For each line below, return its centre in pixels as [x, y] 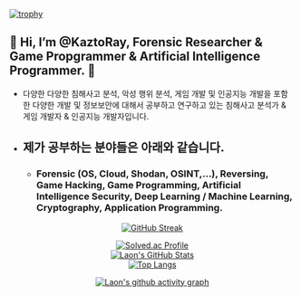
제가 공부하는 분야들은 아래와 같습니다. [123, 148]
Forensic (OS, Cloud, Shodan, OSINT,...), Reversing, [152, 174]
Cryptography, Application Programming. [130, 208]
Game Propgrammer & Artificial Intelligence [135, 57]
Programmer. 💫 [53, 71]
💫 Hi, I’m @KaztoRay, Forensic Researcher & [136, 42]
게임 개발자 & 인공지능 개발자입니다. [86, 116]
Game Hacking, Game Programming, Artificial [139, 186]
